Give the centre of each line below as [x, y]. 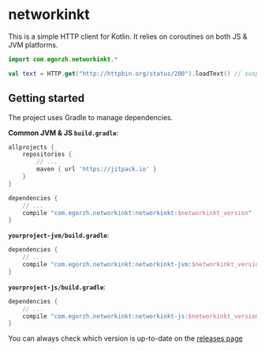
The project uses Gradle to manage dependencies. [91, 117]
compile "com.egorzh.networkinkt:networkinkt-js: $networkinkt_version [141, 316]
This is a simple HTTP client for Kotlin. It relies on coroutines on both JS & [128, 36]
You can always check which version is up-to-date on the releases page [125, 338]
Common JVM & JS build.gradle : [63, 133]
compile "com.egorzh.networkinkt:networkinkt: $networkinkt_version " [137, 213]
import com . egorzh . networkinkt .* [63, 59]
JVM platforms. [33, 44]
